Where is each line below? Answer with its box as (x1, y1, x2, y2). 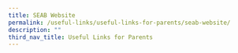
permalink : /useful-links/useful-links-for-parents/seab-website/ (8, 19, 231, 26)
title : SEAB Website (8, 11, 76, 19)
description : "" (8, 26, 61, 34)
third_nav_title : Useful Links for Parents (8, 33, 154, 41)
